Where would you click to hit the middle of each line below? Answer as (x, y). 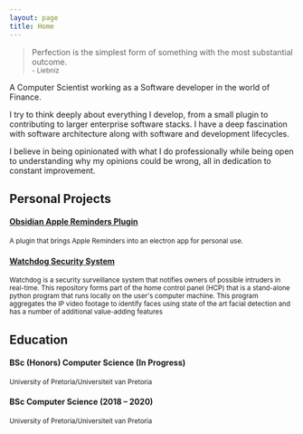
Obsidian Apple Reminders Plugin (74, 222)
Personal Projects (60, 199)
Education (39, 339)
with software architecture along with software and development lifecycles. (149, 133)
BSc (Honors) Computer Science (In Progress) (98, 362)
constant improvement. (52, 170)
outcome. (49, 62)
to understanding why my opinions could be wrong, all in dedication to (140, 160)
